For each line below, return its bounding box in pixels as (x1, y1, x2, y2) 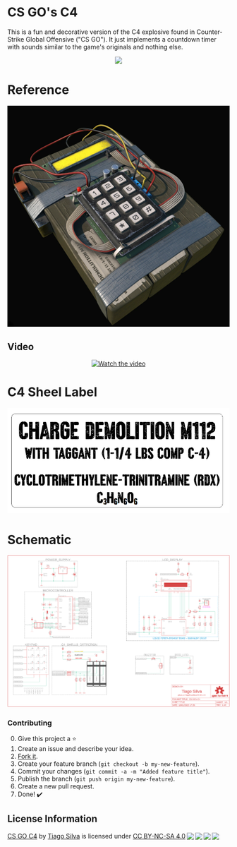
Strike (7, 35, 25, 43)
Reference (7, 82, 69, 98)
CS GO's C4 (7, 4, 78, 20)
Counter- (196, 28, 223, 36)
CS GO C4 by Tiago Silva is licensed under (7, 831, 132, 840)
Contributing (7, 718, 52, 728)
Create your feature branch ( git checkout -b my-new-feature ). (17, 759, 200, 768)
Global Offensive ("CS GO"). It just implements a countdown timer (25, 35, 217, 43)
